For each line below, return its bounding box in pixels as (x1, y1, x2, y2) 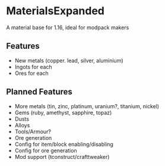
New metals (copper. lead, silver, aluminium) (14, 57, 123, 64)
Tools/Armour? (14, 128, 52, 135)
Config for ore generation (14, 147, 77, 154)
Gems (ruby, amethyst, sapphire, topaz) (14, 109, 112, 116)
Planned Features (6, 87, 73, 97)
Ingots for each (14, 63, 52, 70)
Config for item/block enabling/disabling (14, 140, 114, 148)
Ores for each (14, 70, 49, 77)
